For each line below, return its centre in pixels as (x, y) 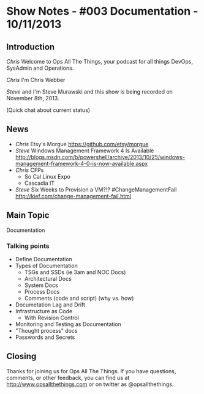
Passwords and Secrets (45, 337)
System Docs (41, 285)
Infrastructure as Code (44, 311)
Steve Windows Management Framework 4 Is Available (85, 151)
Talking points (28, 246)
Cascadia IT (40, 183)
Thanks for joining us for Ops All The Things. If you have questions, (91, 371)
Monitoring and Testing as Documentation (68, 324)
